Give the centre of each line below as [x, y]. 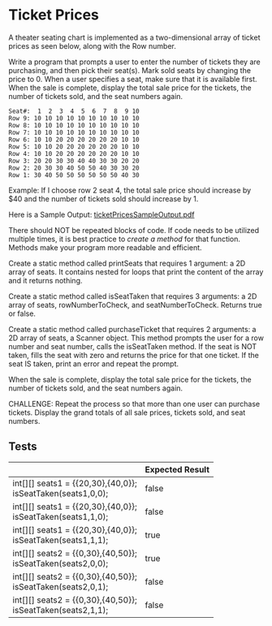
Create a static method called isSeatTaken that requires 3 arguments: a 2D [133, 296]
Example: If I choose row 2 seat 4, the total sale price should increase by [130, 190]
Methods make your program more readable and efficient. [105, 247]
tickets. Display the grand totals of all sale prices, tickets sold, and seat [127, 412]
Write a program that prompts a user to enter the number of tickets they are [135, 62]
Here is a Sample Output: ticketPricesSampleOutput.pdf [101, 214]
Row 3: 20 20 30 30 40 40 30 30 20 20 [74, 161]
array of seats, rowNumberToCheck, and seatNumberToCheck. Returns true [135, 304]
